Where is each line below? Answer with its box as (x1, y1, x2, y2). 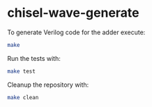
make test (7, 68, 36, 75)
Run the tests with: (7, 54, 61, 62)
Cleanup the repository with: (7, 80, 89, 89)
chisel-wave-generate (7, 5, 139, 21)
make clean (7, 94, 39, 101)
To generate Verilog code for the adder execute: (7, 28, 146, 36)
